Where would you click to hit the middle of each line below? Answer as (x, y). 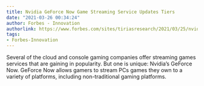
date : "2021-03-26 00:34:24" (43, 18)
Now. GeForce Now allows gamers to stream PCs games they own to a (94, 70)
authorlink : (21, 29)
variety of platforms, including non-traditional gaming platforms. (87, 77)
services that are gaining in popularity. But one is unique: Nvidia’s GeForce (99, 64)
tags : (13, 35)
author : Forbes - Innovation (43, 23)
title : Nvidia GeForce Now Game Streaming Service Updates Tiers (90, 12)
